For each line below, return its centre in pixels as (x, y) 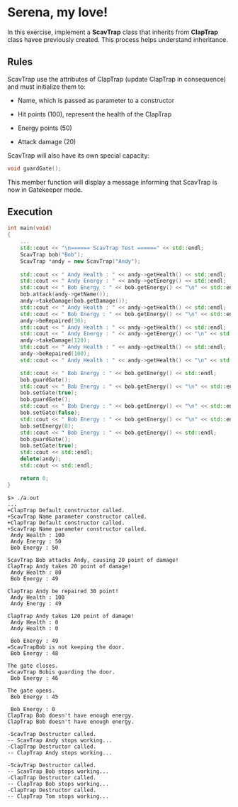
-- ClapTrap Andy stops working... (60, 753)
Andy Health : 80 (36, 573)
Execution (30, 212)
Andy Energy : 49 (36, 603)
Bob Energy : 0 (33, 709)
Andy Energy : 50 (36, 541)
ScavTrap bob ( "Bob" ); (52, 254)
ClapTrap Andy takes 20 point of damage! (69, 566)
